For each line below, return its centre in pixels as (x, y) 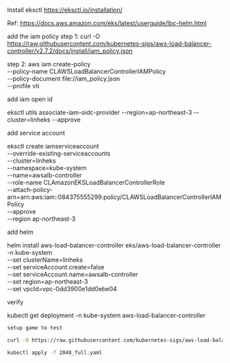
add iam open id (30, 99)
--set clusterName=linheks (45, 260)
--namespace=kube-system (47, 168)
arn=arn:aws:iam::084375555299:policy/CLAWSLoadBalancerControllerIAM (114, 197)
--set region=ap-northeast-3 (48, 282)
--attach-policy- (30, 190)
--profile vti (23, 86)
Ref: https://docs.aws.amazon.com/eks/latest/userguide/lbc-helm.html (107, 23)
